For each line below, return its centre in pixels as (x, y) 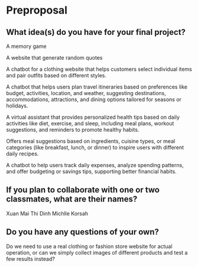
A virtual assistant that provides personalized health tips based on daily (93, 117)
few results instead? (30, 259)
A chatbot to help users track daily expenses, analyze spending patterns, (95, 165)
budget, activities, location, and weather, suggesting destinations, (86, 93)
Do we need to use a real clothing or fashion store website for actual (89, 246)
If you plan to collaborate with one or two (83, 190)
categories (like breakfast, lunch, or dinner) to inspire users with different (95, 147)
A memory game (26, 46)
